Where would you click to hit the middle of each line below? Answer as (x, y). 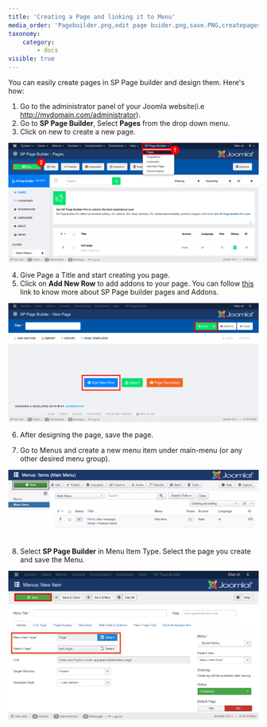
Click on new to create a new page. (77, 132)
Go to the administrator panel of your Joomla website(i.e (112, 106)
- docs (48, 51)
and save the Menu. (52, 560)
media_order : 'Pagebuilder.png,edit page (78, 25)
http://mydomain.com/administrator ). (80, 115)
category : (39, 42)
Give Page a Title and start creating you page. (95, 275)
